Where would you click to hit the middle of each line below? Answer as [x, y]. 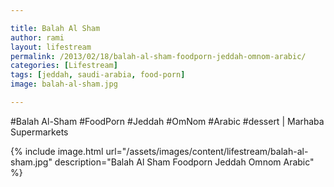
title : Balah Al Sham [55, 28]
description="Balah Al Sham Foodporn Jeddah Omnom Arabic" [184, 162]
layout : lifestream [51, 47]
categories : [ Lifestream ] [64, 66]
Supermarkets [39, 132]
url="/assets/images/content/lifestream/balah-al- [207, 151]
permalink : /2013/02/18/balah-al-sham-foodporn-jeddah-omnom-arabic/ [158, 56]
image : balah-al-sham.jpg [64, 84]
